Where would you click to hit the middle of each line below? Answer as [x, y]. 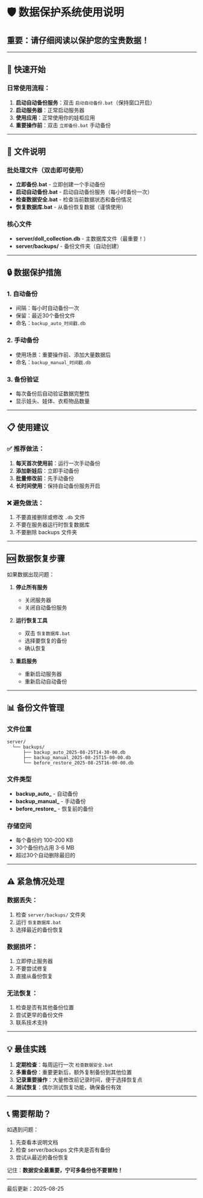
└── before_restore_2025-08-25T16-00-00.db [78, 763]
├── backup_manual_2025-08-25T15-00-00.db [77, 758]
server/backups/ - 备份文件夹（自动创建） [69, 246]
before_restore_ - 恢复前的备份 [55, 809]
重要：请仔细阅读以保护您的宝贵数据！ [78, 40]
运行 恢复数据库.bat [38, 922]
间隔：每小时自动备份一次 [47, 308]
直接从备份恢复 [34, 976]
